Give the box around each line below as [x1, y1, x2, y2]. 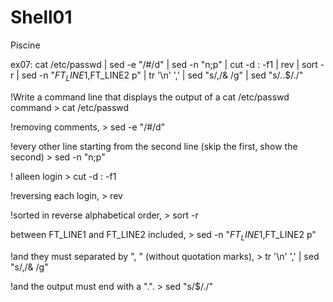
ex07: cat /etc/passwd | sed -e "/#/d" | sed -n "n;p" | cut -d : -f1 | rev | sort [10, 58, 318, 70]
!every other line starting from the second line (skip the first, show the [10, 140, 298, 152]
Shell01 [10, 6, 73, 29]
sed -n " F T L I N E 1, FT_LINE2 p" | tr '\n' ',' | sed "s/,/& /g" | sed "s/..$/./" [21, 69, 304, 83]
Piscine [10, 39, 41, 51]
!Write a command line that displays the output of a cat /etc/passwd [10, 91, 290, 103]
